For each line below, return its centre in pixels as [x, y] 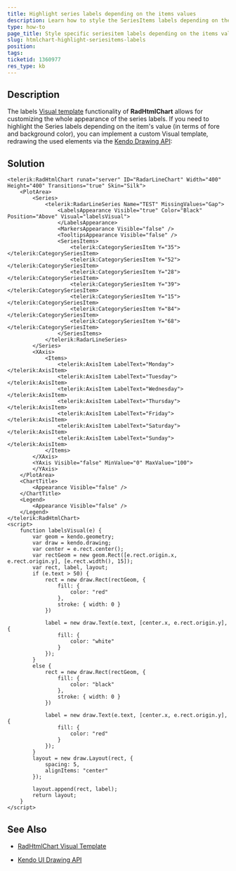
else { [42, 666]
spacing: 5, [62, 765]
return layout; [55, 796]
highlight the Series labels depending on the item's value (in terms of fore [113, 127]
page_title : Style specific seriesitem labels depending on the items [113, 33]
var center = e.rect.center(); [78, 549]
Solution [26, 164]
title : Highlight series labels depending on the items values [102, 14]
